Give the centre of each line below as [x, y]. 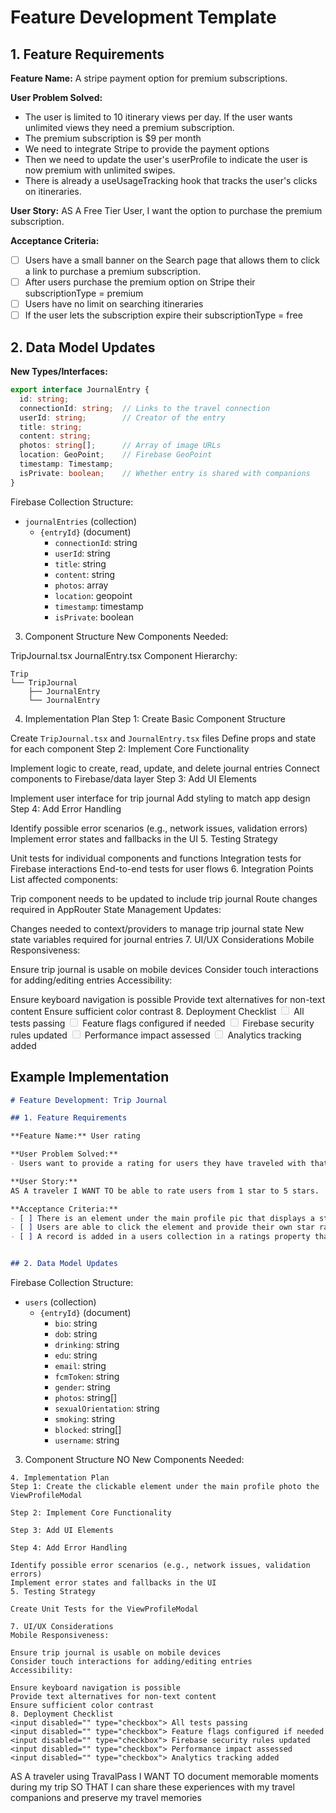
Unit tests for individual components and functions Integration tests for [156, 858]
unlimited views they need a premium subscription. [129, 127]
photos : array [81, 585]
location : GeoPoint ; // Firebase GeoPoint [116, 455]
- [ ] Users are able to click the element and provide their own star [162, 1227]
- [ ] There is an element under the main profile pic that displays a [162, 1218]
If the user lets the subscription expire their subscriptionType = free [163, 315]
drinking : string [87, 1344]
